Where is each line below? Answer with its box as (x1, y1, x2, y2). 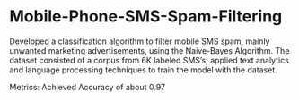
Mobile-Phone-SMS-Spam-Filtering (9, 6, 283, 27)
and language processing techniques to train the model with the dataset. (9, 64, 278, 75)
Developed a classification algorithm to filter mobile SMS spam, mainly (9, 36, 270, 46)
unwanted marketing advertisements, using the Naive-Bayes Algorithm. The (9, 45, 290, 55)
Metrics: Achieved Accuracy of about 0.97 (9, 81, 166, 92)
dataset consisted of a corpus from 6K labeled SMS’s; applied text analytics (9, 55, 290, 65)
